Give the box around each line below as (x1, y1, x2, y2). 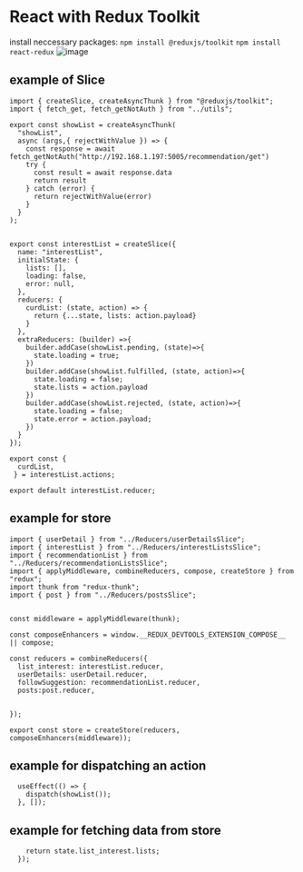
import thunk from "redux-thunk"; (9, 582, 141, 591)
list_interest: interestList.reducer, (17, 661, 165, 671)
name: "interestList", (17, 247, 103, 256)
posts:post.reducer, (17, 686, 95, 695)
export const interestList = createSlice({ (9, 239, 177, 249)
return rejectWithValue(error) (33, 192, 152, 201)
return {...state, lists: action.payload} (33, 311, 197, 320)
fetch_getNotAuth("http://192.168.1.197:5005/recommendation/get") (9, 152, 270, 161)
